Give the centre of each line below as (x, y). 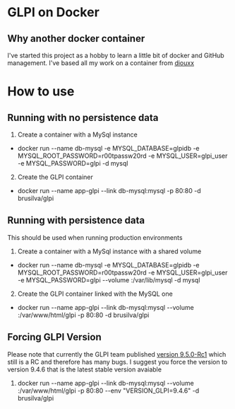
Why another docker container (76, 39)
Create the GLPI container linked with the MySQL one (95, 294)
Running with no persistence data (83, 117)
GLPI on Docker (54, 12)
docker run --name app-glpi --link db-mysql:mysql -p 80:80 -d (109, 191)
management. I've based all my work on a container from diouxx (101, 63)
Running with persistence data (76, 220)
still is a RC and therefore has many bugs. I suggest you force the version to (117, 362)
